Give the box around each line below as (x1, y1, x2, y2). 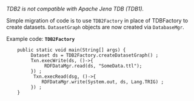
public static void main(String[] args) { (17, 47, 126, 53)
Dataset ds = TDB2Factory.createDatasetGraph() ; (30, 52, 159, 58)
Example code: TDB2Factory (6, 35, 75, 42)
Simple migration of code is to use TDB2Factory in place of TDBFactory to (6, 17, 189, 24)
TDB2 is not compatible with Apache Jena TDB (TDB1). (6, 5, 144, 12)
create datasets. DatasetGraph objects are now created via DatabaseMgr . (6, 24, 185, 30)
